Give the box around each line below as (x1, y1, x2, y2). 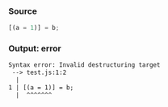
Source (8, 6, 38, 17)
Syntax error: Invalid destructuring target (8, 61, 161, 69)
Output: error (8, 43, 62, 54)
